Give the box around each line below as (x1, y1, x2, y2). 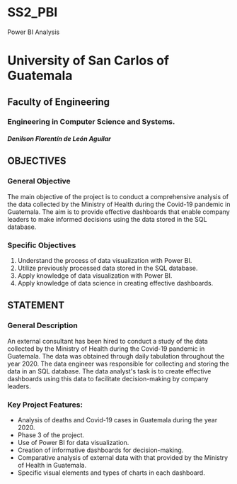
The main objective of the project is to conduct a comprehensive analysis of (7, 192, 229, 201)
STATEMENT (7, 299, 65, 312)
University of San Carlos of (7, 52, 170, 69)
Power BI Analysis (7, 28, 60, 36)
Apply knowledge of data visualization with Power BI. (17, 271, 173, 280)
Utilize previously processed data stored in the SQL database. (17, 264, 198, 273)
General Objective (7, 176, 71, 186)
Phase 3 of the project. (17, 431, 85, 439)
